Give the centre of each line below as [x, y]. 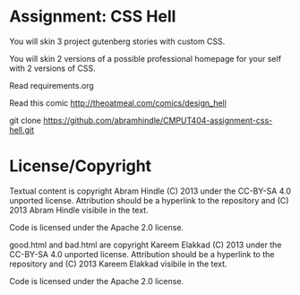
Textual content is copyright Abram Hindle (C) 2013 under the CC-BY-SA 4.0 [150, 191]
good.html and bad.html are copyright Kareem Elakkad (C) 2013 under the [146, 245]
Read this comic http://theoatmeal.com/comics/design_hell [118, 103]
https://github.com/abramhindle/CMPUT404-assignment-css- [158, 120]
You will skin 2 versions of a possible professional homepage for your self [146, 58]
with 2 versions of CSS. [52, 68]
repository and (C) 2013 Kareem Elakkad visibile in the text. [118, 264]
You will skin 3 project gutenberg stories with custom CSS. [117, 41]
